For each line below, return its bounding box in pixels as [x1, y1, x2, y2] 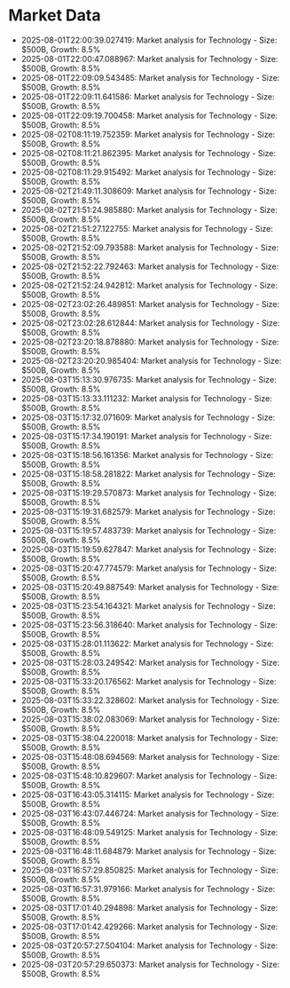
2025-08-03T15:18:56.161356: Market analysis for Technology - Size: [20, 449, 274, 460]
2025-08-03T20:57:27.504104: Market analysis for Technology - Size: [20, 940, 278, 951]
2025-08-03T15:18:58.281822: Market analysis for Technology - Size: [20, 468, 277, 479]
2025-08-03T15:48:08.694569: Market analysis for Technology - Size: [20, 751, 280, 762]
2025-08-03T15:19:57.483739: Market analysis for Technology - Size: [20, 525, 277, 535]
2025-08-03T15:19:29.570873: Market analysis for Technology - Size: [20, 487, 277, 498]
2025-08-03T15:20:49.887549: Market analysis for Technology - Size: [20, 581, 280, 592]
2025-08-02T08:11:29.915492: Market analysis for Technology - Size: [20, 166, 277, 178]
